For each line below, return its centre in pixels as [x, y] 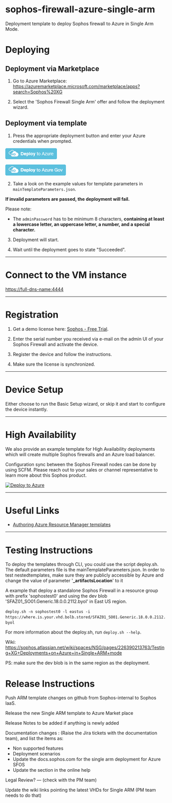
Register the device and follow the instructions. [62, 354]
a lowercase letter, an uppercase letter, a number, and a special [81, 224]
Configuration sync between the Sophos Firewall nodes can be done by [81, 464]
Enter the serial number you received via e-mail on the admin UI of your [88, 339]
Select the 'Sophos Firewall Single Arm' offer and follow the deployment [89, 101]
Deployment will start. [36, 240]
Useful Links [33, 510]
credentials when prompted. [42, 141]
